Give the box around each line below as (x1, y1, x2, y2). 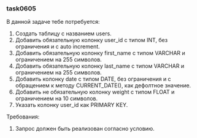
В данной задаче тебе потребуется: (6, 18, 100, 26)
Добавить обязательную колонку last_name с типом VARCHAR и (15, 62, 185, 70)
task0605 (6, 4, 37, 13)
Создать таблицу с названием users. (15, 30, 112, 37)
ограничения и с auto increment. (15, 43, 100, 50)
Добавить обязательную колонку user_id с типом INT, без (15, 37, 168, 44)
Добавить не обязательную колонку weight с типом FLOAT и (15, 89, 175, 96)
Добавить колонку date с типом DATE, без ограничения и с (15, 75, 171, 83)
